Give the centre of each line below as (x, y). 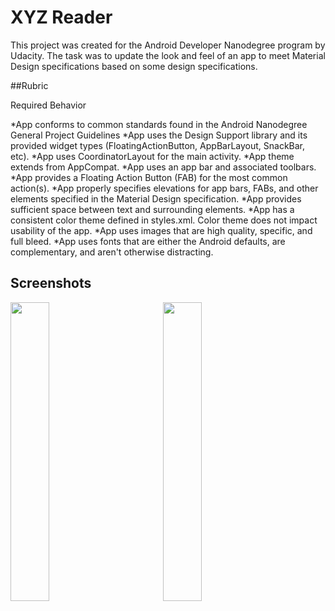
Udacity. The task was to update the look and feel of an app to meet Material (168, 55)
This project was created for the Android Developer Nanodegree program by (168, 45)
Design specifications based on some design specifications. (134, 66)
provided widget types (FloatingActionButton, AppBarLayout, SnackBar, (158, 145)
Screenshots (51, 283)
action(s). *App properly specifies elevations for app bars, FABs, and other (164, 188)
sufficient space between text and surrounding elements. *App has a (152, 209)
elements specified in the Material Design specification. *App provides (156, 198)
